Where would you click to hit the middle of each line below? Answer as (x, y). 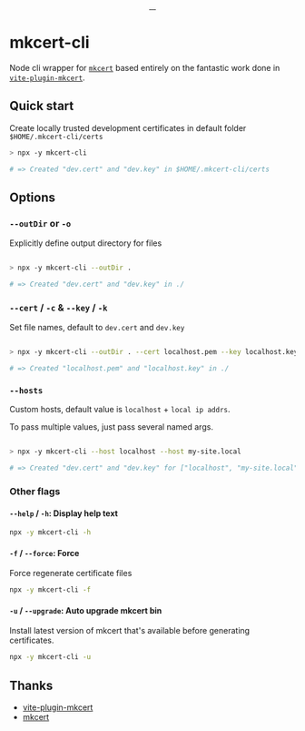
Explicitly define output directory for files (86, 243)
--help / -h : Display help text (64, 513)
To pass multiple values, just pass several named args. (111, 427)
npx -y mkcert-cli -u (50, 657)
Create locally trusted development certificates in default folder (128, 127)
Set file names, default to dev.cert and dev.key (97, 328)
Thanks (31, 685)
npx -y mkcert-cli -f (50, 590)
